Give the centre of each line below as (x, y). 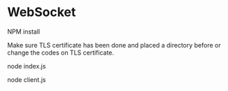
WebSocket (42, 12)
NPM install (24, 31)
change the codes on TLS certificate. (60, 52)
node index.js (27, 66)
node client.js (27, 79)
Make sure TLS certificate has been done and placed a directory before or (114, 45)
